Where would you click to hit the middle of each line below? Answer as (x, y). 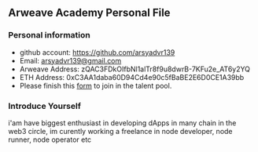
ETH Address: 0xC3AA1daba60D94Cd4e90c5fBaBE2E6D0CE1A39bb (132, 77)
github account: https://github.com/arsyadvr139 (97, 52)
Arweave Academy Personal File (89, 13)
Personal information (49, 35)
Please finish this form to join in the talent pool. (96, 85)
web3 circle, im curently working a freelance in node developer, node (121, 131)
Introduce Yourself (44, 106)
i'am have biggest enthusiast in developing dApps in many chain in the (122, 123)
